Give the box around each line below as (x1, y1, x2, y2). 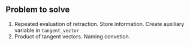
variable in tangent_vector (14, 27, 80, 34)
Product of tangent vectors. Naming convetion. (14, 32, 131, 40)
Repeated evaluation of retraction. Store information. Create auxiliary (14, 20, 185, 27)
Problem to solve (5, 5, 70, 15)
